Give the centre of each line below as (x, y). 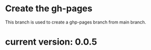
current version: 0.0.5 (51, 42)
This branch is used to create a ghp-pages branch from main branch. (76, 22)
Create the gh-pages (49, 9)
